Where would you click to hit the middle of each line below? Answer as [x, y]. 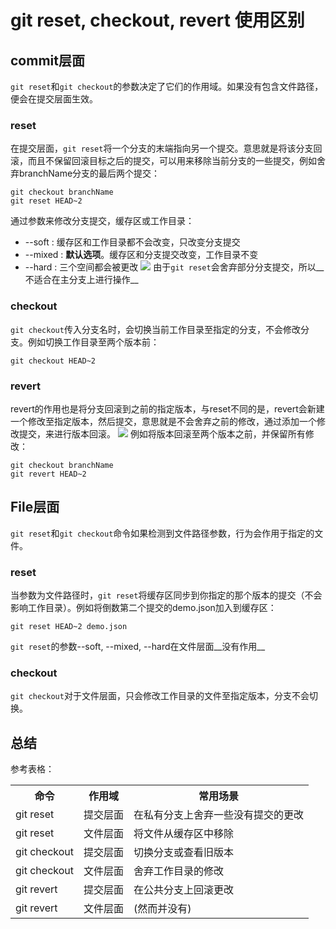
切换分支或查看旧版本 [184, 853]
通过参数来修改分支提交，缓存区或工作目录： [102, 221]
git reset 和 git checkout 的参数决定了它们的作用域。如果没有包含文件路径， [167, 86]
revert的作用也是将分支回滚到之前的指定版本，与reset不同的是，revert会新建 [167, 408]
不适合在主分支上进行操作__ [81, 280]
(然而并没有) [162, 909]
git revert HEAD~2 [48, 474]
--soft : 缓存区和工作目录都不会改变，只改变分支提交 [132, 242]
